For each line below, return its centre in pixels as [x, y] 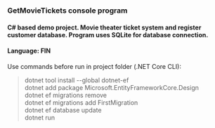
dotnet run [40, 117]
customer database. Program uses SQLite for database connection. [108, 34]
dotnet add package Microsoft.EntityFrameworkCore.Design [111, 87]
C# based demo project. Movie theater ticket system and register [104, 27]
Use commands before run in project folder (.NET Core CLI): [94, 66]
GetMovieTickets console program [67, 11]
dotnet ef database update [63, 110]
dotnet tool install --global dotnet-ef [77, 80]
